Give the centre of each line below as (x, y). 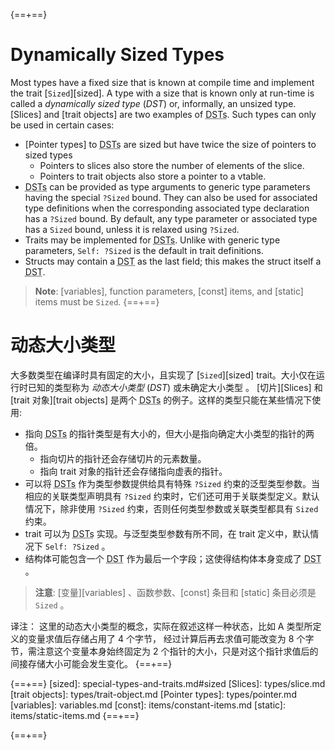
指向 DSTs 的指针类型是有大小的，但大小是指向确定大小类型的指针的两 (169, 433)
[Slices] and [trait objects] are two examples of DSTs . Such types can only (163, 114)
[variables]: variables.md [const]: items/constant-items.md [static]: (148, 705)
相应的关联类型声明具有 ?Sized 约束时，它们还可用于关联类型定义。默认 (172, 496)
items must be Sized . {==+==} (97, 301)
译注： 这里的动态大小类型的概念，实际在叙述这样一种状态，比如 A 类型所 (161, 626)
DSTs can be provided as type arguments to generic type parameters (167, 186)
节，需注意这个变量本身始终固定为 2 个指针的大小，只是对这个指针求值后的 (164, 651)
